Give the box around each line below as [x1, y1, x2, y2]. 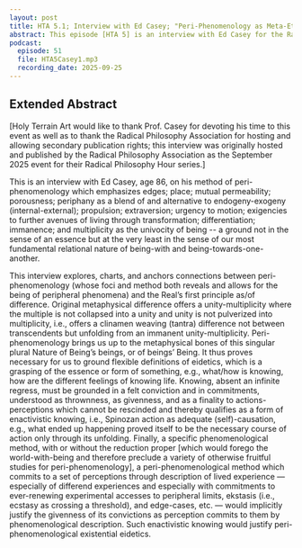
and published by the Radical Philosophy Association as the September [9, 149, 273, 160]
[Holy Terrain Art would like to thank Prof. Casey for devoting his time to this [9, 121, 290, 131]
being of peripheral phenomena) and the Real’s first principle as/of [9, 289, 256, 300]
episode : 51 [17, 47, 63, 56]
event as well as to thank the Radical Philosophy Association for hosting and [9, 130, 291, 140]
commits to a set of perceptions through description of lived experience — [9, 471, 286, 481]
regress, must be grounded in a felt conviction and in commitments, [9, 384, 261, 396]
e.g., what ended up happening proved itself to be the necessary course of [9, 423, 288, 434]
